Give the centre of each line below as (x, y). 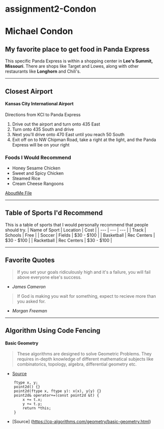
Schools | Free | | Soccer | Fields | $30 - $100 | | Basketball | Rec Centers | (80, 235)
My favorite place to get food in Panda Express (77, 49)
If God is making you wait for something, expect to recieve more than (86, 296)
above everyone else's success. (49, 277)
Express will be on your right (41, 144)
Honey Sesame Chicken (36, 168)
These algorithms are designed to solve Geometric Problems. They (84, 354)
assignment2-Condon (51, 9)
